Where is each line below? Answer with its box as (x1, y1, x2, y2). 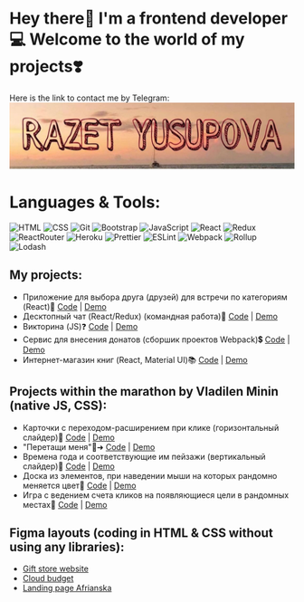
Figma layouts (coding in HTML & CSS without (9, 525, 273, 541)
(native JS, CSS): (9, 398, 107, 414)
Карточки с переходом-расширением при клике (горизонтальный (22, 422, 280, 433)
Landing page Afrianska (22, 583, 112, 594)
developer (209, 8, 288, 29)
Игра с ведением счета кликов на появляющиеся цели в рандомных (22, 489, 290, 501)
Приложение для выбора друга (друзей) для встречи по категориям (22, 291, 288, 302)
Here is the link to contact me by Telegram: (9, 92, 170, 103)
